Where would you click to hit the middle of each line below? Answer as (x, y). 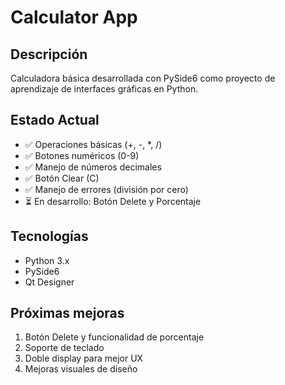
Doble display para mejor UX (84, 358)
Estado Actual (55, 120)
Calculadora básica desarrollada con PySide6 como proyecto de (143, 78)
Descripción (49, 54)
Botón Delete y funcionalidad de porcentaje (114, 337)
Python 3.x (47, 260)
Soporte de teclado (64, 348)
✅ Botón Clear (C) (62, 178)
